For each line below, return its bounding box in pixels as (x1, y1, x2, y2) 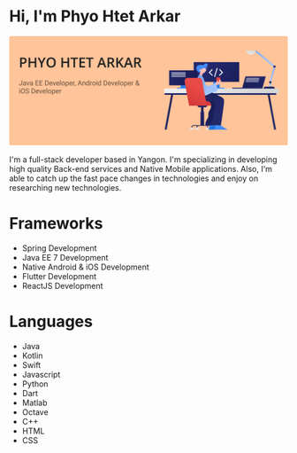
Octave (21, 407, 49, 418)
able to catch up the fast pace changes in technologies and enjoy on (9, 173, 259, 184)
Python (21, 379, 49, 389)
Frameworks (9, 214, 103, 234)
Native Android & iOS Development (21, 262, 150, 272)
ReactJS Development (21, 281, 103, 292)
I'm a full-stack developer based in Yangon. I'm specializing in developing (9, 154, 278, 165)
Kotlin (21, 350, 43, 361)
